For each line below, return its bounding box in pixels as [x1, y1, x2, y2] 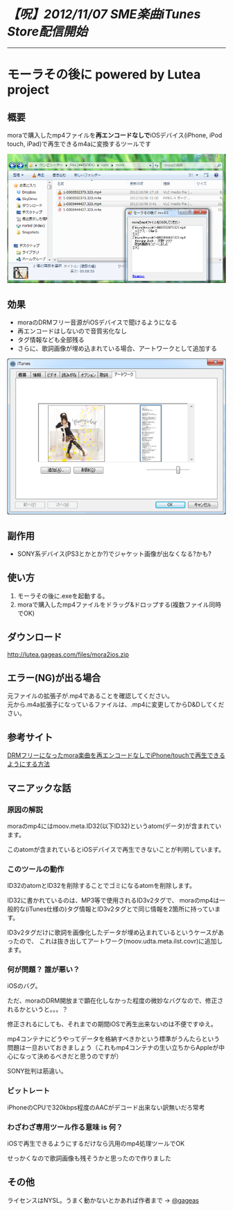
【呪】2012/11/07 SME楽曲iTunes [7, 6, 201, 22]
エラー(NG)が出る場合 [7, 672, 101, 684]
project [7, 82, 50, 98]
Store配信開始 [7, 24, 88, 40]
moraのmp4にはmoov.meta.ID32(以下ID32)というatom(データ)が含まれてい [7, 821, 222, 830]
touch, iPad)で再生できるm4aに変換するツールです [7, 140, 151, 148]
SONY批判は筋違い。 [7, 1067, 67, 1076]
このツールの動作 [7, 864, 64, 874]
